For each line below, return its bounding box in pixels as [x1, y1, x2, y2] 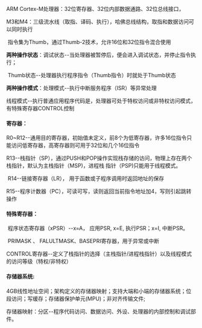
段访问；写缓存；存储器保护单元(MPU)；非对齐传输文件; [6, 295, 146, 302]
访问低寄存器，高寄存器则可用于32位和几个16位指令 [11, 142, 140, 149]
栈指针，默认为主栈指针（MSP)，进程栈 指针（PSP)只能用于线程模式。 [6, 162, 181, 169]
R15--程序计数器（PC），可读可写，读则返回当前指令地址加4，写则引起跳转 [6, 188, 192, 195]
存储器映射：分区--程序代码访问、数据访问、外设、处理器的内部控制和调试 [6, 307, 191, 315]
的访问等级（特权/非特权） [6, 258, 72, 265]
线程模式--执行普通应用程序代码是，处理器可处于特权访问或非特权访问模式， [6, 97, 196, 104]
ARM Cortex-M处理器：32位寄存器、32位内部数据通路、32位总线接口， [6, 5, 185, 12]
